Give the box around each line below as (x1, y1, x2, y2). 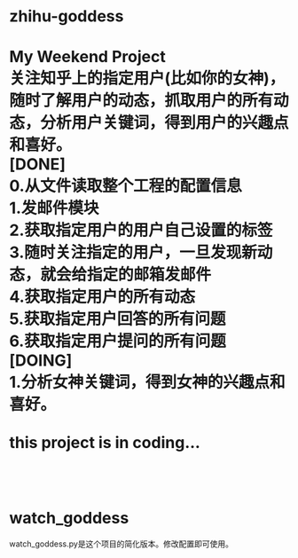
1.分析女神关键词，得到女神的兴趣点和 (9, 373, 286, 392)
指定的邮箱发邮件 (87, 264, 212, 285)
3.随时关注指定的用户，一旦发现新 (9, 242, 257, 263)
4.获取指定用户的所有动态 (9, 287, 196, 307)
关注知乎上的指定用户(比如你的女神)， (9, 68, 286, 89)
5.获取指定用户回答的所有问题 (9, 309, 226, 329)
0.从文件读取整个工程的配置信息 (9, 176, 242, 196)
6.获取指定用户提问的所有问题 (9, 331, 226, 351)
